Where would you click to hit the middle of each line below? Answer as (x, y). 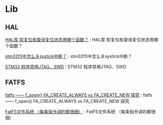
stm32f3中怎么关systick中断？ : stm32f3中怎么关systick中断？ (69, 56)
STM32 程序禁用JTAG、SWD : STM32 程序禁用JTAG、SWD (66, 67)
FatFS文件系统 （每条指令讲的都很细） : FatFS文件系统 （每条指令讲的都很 (81, 111)
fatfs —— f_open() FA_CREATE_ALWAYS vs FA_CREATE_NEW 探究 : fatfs (79, 95)
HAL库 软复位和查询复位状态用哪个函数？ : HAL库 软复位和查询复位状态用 (80, 40)
